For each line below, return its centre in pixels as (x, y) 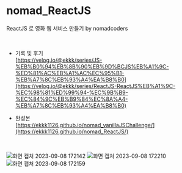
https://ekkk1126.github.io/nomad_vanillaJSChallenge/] (86, 125)
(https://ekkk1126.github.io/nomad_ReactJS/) (72, 131)
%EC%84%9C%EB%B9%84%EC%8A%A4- (71, 99)
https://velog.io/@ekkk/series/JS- (60, 60)
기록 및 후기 (29, 53)
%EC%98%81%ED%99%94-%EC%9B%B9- (71, 92)
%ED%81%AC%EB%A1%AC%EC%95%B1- (70, 73)
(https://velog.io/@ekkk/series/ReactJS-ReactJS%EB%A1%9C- (95, 86)
